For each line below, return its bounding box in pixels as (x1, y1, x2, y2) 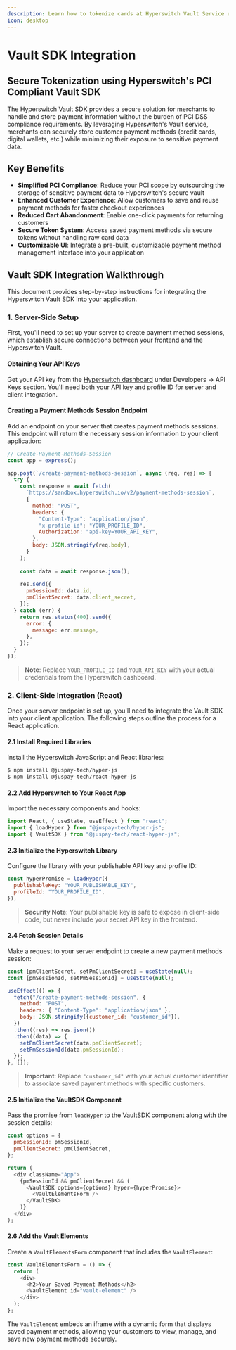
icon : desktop (7, 17, 49, 24)
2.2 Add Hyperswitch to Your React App (7, 789, 126, 797)
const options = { (7, 1132, 61, 1140)
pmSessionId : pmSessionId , (13, 1139, 93, 1146)
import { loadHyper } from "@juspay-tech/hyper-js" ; (7, 824, 165, 832)
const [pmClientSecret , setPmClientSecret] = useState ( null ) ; (7, 968, 193, 975)
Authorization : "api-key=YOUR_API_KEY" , (38, 528, 159, 535)
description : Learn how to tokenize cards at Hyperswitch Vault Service (7, 10, 225, 18)
